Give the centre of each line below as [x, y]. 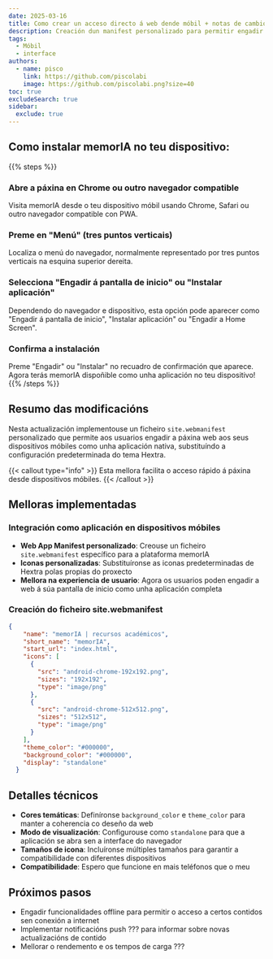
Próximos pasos [50, 892]
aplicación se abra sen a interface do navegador [101, 841]
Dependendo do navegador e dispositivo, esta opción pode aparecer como [134, 310]
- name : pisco [39, 69]
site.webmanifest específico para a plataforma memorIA [115, 554]
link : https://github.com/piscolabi [85, 76]
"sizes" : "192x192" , [72, 679]
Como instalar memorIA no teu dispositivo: [119, 147]
